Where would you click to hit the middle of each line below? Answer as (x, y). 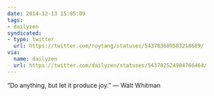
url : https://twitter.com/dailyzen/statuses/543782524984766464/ (110, 65)
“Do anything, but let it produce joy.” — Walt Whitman (84, 85)
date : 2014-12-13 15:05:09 (46, 14)
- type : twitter (31, 40)
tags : (15, 20)
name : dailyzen (36, 59)
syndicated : (24, 33)
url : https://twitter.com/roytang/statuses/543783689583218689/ (109, 46)
